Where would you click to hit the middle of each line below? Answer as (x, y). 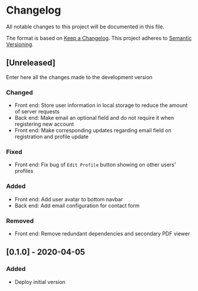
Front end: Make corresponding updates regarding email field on (93, 130)
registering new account (44, 124)
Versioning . (20, 44)
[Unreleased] (31, 63)
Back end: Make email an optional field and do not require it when (94, 118)
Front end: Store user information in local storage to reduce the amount (101, 105)
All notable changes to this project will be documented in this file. (85, 27)
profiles (24, 171)
